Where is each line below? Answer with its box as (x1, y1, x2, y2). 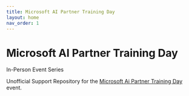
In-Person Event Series (6, 66, 64, 73)
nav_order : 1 (6, 20, 39, 26)
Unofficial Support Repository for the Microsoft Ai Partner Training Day (6, 78, 183, 85)
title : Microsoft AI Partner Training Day (6, 8, 115, 15)
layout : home (6, 14, 39, 21)
